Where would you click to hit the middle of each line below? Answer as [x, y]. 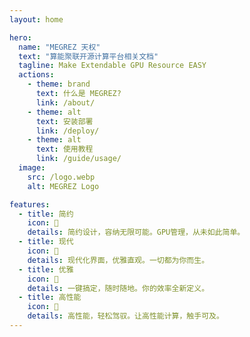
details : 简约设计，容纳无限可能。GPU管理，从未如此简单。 [136, 232]
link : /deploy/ [67, 131]
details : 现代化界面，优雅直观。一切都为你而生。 [118, 260]
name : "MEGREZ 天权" [59, 47]
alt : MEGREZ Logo [63, 186]
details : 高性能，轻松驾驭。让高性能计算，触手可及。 [125, 316]
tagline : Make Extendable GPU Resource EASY [112, 66]
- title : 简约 [46, 214]
